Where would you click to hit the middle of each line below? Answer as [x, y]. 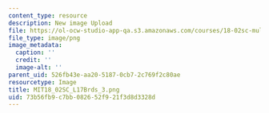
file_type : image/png [44, 38]
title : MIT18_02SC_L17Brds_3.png [64, 90]
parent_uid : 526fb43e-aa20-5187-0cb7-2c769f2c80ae [94, 75]
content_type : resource [48, 16]
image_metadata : [35, 45]
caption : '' [36, 53]
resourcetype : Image [43, 82]
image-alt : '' [39, 68]
